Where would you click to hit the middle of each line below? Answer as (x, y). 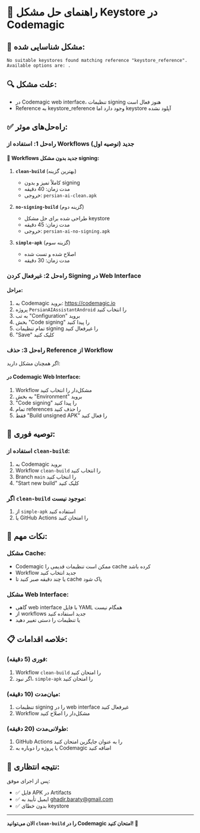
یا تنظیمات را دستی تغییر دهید (48, 620)
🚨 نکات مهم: (27, 536)
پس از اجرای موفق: (28, 781)
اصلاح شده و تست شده (50, 254)
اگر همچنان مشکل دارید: (34, 363)
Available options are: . (39, 65)
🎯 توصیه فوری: (31, 434)
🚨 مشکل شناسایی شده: (46, 47)
